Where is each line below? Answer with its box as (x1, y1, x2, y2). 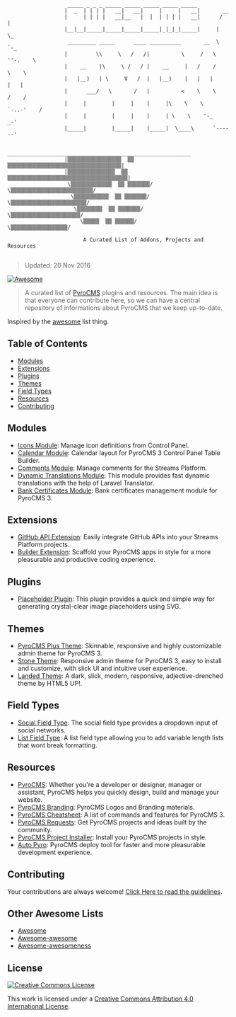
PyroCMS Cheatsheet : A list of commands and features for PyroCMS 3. (17, 810, 225, 819)
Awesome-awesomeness (17, 941, 92, 950)
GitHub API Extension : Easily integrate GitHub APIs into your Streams (17, 533, 218, 541)
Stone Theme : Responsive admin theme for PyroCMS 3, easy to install (17, 657, 222, 665)
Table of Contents (7, 338, 88, 350)
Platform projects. (17, 540, 70, 549)
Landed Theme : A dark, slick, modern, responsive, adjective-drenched (17, 672, 224, 680)
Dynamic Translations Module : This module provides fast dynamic (17, 471, 211, 479)
